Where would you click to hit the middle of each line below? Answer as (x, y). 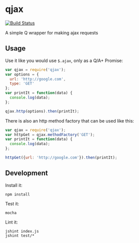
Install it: (14, 185)
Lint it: (12, 222)
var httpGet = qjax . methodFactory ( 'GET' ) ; (50, 134)
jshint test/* (20, 235)
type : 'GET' (22, 83)
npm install (17, 194)
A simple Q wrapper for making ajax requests (52, 32)
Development (27, 173)
